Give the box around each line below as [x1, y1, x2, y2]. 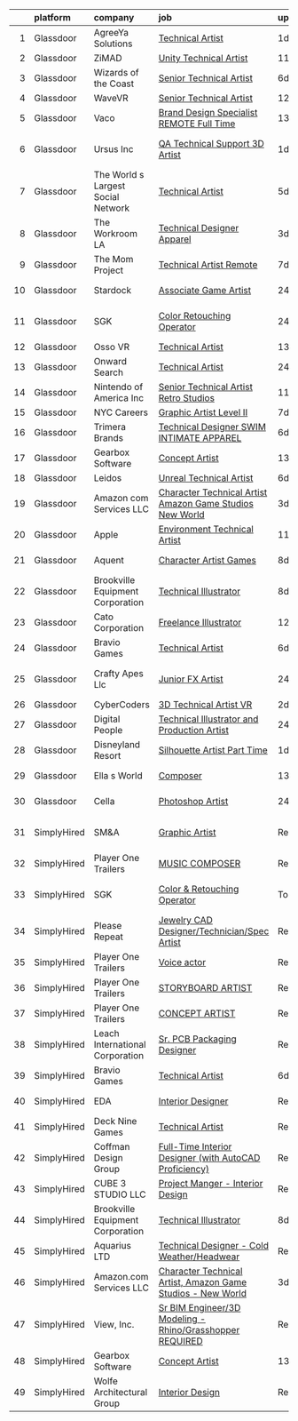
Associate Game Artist [158, 284, 252, 296]
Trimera [93, 421, 127, 433]
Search [93, 366, 124, 379]
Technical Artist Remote [158, 259, 258, 270]
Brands [93, 432, 124, 443]
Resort [93, 750, 122, 762]
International [93, 1039, 146, 1050]
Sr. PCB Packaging [158, 1033, 237, 1045]
